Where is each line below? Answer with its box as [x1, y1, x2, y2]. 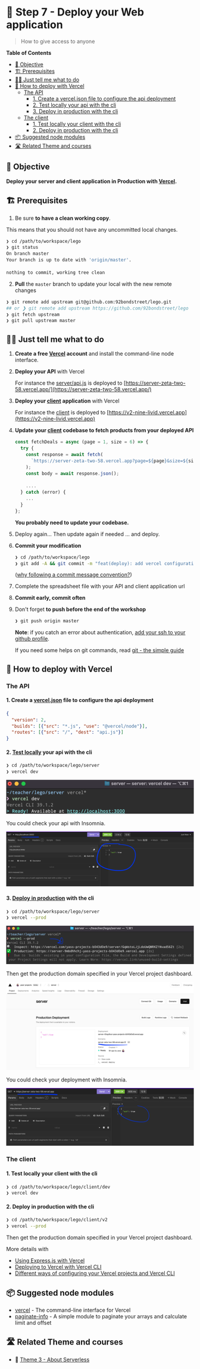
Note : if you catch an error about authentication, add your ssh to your [14, 629, 186, 636]
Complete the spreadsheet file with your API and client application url [14, 583, 185, 590]
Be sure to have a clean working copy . [14, 214, 111, 222]
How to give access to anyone [20, 38, 95, 45]
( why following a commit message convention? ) [14, 571, 132, 578]
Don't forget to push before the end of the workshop [14, 606, 146, 613]
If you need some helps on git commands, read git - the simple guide [14, 647, 185, 654]
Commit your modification [14, 542, 82, 549]
